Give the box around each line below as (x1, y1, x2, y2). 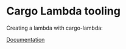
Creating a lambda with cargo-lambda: (6, 24, 103, 31)
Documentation (6, 36, 45, 43)
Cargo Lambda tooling (6, 4, 121, 18)
